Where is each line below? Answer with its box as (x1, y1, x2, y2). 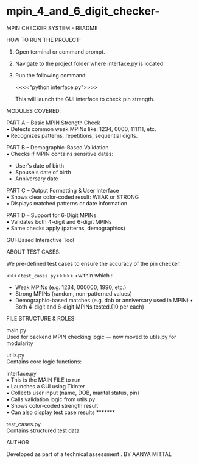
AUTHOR (6, 438, 29, 446)
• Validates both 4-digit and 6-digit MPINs (6, 218, 112, 225)
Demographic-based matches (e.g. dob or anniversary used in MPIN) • (15, 296, 194, 304)
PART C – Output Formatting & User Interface (6, 187, 119, 194)
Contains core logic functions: (6, 358, 82, 365)
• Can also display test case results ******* (6, 409, 116, 416)
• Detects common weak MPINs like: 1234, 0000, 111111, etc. (6, 125, 156, 132)
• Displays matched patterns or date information (6, 199, 128, 207)
